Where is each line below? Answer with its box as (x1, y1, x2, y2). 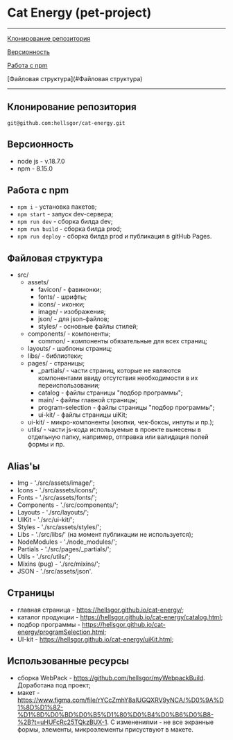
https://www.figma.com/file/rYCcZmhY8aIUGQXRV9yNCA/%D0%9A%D (17, 696, 224, 704)
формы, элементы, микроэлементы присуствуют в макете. (17, 725, 194, 733)
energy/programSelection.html (17, 628, 105, 636)
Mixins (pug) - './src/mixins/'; (17, 560, 101, 568)
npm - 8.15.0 (17, 164, 53, 173)
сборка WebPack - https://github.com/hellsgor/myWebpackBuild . (17, 673, 206, 682)
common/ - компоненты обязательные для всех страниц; (37, 337, 208, 345)
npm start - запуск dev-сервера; (17, 210, 114, 218)
